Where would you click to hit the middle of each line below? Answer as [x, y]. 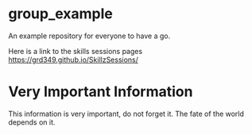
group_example [61, 14]
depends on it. [32, 122]
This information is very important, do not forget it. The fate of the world [126, 114]
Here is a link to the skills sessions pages [76, 51]
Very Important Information [101, 92]
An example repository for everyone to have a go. [89, 36]
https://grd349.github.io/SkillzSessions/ [74, 60]
